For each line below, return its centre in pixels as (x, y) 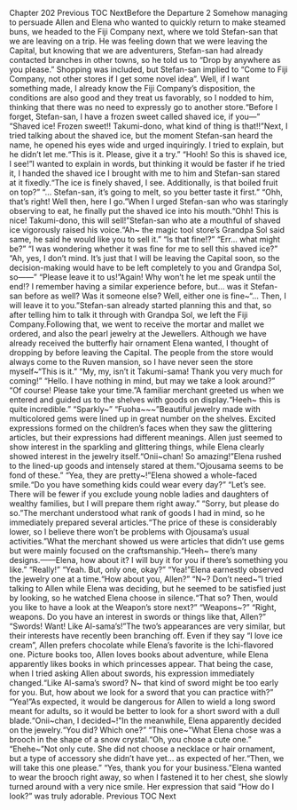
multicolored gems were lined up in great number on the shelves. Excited (143, 418)
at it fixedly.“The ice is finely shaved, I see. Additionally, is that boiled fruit (144, 183)
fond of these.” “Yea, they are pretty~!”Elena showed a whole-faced (133, 475)
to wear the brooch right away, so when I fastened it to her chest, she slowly (148, 777)
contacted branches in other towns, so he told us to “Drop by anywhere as (145, 60)
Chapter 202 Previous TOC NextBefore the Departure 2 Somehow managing (148, 13)
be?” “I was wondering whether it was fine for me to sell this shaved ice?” (144, 249)
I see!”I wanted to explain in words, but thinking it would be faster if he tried (147, 164)
